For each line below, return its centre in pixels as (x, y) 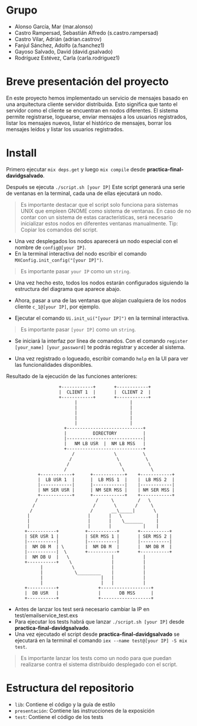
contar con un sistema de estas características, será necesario (97, 217)
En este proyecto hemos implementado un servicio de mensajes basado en (97, 98)
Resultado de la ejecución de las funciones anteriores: (72, 376)
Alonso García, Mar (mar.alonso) (54, 26)
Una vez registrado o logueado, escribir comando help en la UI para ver (101, 358)
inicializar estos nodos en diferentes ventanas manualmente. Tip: (99, 223)
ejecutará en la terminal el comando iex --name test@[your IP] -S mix (101, 640)
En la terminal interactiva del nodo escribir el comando (81, 253)
